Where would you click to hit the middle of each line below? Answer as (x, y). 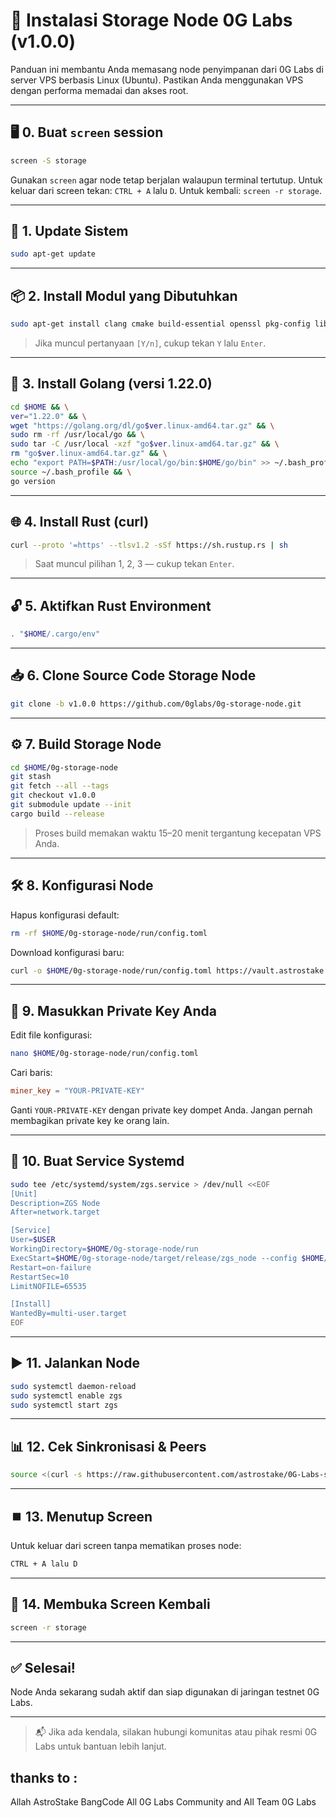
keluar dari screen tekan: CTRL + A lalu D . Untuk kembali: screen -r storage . (166, 190)
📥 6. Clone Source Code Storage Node (133, 675)
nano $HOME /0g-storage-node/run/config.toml (104, 1054)
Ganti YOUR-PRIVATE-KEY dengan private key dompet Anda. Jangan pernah (161, 1110)
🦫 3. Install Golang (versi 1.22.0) (111, 384)
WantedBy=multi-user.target (69, 1314)
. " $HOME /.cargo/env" (55, 634)
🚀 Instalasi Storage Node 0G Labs (151, 20)
